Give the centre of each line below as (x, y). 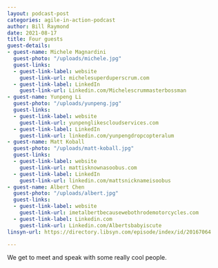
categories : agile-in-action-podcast (61, 20)
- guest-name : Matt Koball (46, 142)
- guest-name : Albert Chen (46, 187)
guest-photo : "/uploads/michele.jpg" (68, 59)
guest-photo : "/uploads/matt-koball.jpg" (74, 149)
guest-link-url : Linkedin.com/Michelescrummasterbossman (103, 90)
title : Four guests (35, 39)
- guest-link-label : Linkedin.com (63, 219)
